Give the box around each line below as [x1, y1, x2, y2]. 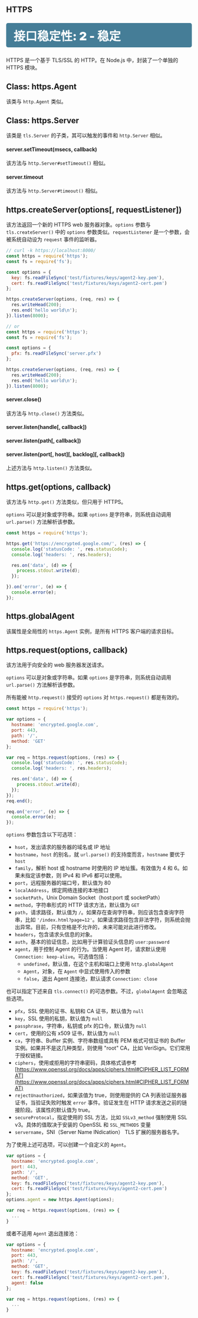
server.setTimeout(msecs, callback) [6, 146, 97, 153]
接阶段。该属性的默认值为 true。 [14, 1106, 94, 1114]
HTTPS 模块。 [6, 64, 41, 71]
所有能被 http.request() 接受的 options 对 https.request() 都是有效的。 [6, 694, 183, 701]
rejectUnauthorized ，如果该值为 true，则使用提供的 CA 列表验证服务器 [14, 1091, 187, 1099]
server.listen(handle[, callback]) [6, 424, 87, 431]
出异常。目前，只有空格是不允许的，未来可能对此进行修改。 [14, 923, 160, 931]
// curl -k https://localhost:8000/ [6, 248, 96, 254]
